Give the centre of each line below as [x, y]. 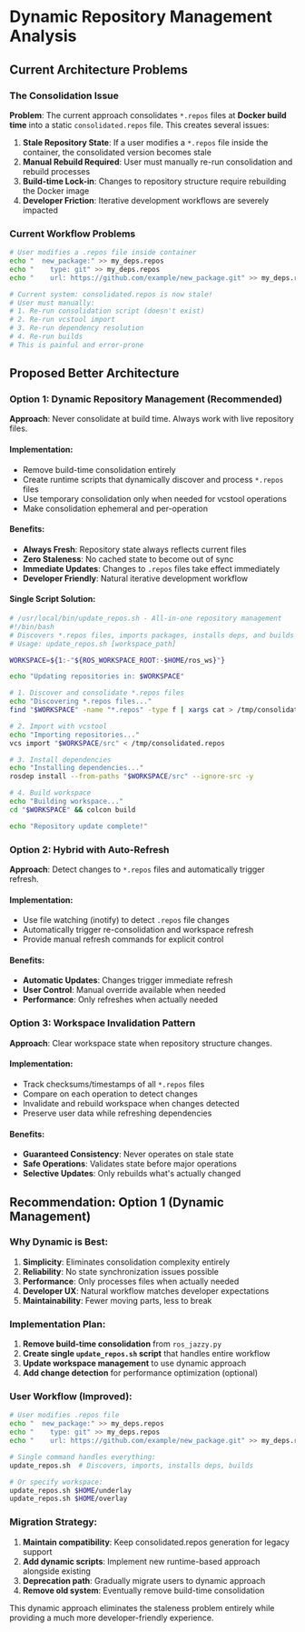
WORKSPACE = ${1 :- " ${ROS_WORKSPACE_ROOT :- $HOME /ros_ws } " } [117, 660]
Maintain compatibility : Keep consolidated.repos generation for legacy [156, 1542]
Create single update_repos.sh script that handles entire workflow [146, 1354]
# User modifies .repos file [64, 1416]
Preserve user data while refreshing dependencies [117, 1113]
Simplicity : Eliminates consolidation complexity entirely [126, 1262]
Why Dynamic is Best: [59, 1242]
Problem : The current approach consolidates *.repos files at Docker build [148, 115]
